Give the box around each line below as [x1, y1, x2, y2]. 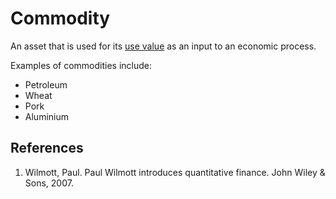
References [10, 140, 84, 157]
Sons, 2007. [24, 177, 74, 189]
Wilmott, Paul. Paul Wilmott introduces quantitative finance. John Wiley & [24, 166, 326, 178]
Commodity [10, 7, 111, 30]
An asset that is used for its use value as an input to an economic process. [10, 40, 317, 52]
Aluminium [24, 110, 69, 122]
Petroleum [24, 78, 68, 91]
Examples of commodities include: [10, 59, 152, 71]
